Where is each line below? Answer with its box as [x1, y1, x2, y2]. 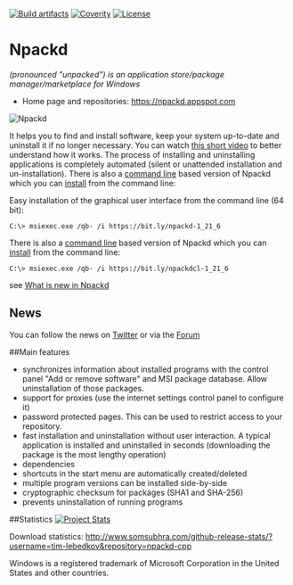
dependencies [21, 458, 76, 469]
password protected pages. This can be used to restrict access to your [21, 411, 283, 422]
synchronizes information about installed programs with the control [21, 364, 269, 375]
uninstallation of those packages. [21, 383, 144, 393]
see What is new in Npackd [9, 279, 110, 290]
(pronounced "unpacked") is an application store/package [9, 69, 225, 79]
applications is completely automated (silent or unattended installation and [9, 159, 282, 169]
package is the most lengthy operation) [21, 449, 167, 459]
